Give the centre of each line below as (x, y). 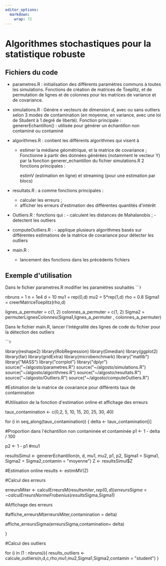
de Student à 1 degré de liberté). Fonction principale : (67, 120)
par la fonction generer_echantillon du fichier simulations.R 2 (82, 161)
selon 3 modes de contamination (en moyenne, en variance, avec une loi (87, 115)
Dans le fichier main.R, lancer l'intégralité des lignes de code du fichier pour (83, 327)
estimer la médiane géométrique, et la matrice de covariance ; (83, 150)
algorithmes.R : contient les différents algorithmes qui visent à (76, 141)
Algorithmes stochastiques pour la (78, 43)
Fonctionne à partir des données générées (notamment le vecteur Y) (90, 156)
